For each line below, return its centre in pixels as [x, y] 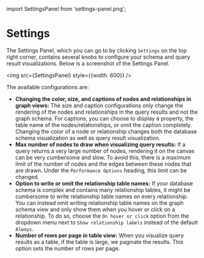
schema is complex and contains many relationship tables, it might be [103, 190]
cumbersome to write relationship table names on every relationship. [101, 196]
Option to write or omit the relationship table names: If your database [104, 183]
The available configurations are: [48, 87]
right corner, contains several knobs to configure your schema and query [98, 57]
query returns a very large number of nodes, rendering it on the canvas [105, 151]
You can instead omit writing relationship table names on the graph [100, 203]
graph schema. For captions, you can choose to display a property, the [104, 118]
